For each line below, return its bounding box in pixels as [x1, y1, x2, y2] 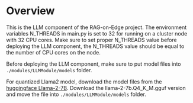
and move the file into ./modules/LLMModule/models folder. [6, 91, 146, 98]
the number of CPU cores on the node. [6, 49, 101, 56]
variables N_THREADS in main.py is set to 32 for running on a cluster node [6, 30, 188, 37]
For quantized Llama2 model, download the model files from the [6, 78, 162, 85]
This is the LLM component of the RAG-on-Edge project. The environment [6, 24, 187, 31]
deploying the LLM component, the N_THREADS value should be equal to [6, 43, 185, 50]
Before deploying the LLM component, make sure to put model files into [6, 60, 181, 67]
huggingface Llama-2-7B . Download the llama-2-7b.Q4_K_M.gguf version [6, 84, 186, 91]
